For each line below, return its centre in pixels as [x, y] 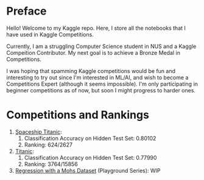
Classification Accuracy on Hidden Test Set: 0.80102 [90, 138]
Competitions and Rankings [78, 115]
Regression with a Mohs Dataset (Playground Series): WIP [88, 170]
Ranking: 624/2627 [48, 145]
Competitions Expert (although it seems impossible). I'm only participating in [102, 84]
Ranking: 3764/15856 [51, 164]
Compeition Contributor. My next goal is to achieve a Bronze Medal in [93, 52]
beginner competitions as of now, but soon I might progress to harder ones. [101, 90]
